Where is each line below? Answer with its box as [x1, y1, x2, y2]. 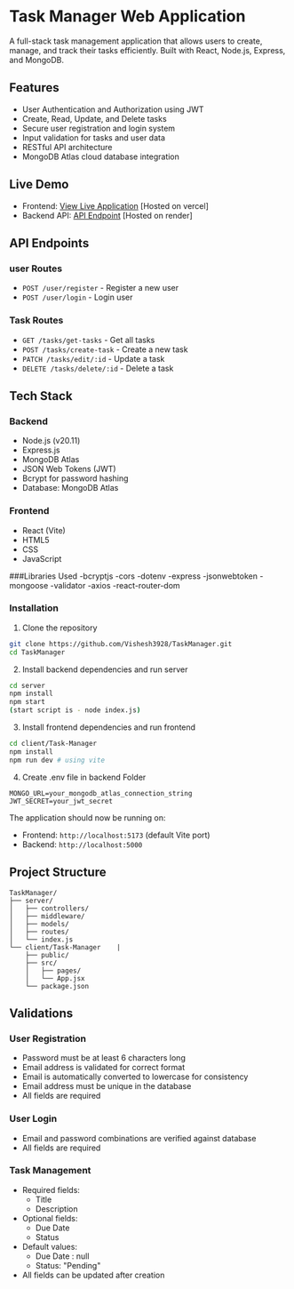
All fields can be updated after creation [21, 1269, 165, 1280]
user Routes [9, 262, 63, 275]
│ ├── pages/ [25, 966, 82, 975]
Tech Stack [9, 388, 73, 404]
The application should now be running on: [9, 812, 166, 823]
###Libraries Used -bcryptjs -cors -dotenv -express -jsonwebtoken [9, 571, 258, 581]
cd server [9, 681, 46, 690]
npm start [9, 698, 46, 707]
